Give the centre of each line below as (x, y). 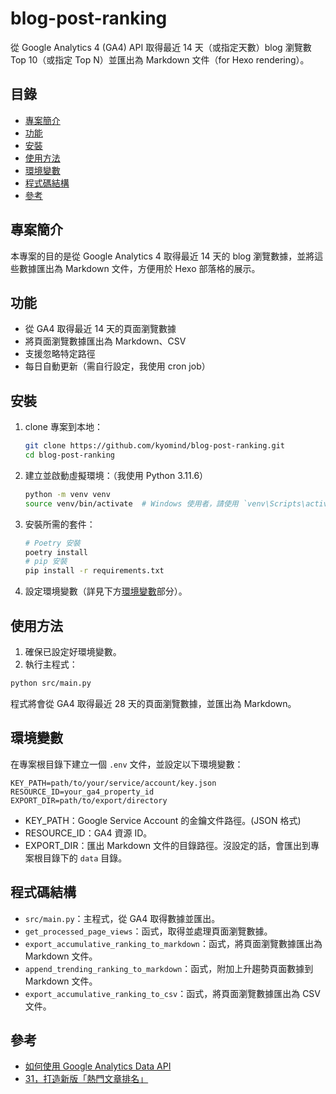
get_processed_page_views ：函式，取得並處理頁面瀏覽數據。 (148, 931)
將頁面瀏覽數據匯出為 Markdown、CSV (105, 341)
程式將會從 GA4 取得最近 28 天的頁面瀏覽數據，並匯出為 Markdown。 (153, 703)
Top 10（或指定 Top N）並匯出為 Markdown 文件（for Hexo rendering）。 (160, 59)
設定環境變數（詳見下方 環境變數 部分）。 (106, 591)
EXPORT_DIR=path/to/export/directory (89, 800)
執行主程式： (51, 664)
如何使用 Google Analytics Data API (98, 1066)
